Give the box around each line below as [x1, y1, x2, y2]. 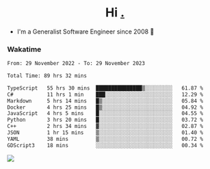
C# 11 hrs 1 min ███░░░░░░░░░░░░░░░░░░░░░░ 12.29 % [7, 91, 204, 98]
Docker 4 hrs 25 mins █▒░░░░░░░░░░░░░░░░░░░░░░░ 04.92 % [7, 104, 204, 111]
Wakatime [7, 44, 42, 54]
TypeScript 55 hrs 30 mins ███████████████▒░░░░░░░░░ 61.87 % [7, 84, 204, 92]
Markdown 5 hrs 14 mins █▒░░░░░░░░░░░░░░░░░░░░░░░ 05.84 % [7, 97, 204, 104]
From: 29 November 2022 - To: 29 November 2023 [7, 60, 146, 67]
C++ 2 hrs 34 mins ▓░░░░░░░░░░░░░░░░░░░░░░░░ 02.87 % [7, 123, 204, 130]
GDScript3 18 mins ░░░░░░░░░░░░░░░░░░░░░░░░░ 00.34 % [7, 142, 204, 148]
